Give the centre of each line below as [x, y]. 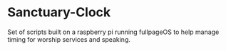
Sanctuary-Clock [59, 12]
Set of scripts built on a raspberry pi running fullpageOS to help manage [113, 32]
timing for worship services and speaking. [69, 39]
